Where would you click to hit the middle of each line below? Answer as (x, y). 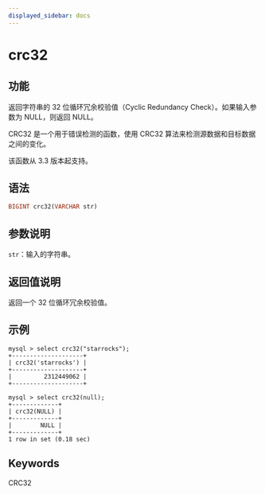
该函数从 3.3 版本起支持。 (51, 161)
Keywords (34, 463)
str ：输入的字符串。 (42, 255)
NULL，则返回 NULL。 (60, 117)
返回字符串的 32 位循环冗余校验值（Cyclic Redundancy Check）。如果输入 (129, 107)
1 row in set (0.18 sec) (49, 439)
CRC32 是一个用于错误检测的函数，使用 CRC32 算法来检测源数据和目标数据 (132, 134)
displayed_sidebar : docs (49, 16)
